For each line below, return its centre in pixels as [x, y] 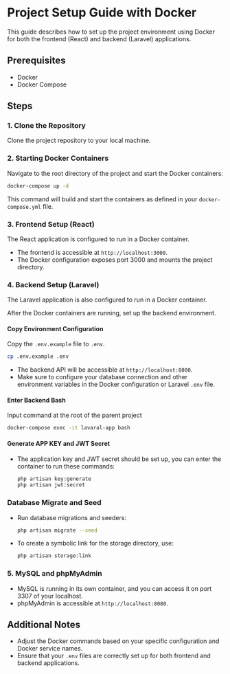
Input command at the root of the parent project [74, 415]
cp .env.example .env [38, 357]
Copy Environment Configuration [55, 328]
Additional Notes [44, 625]
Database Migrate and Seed [54, 503]
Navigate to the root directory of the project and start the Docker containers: [115, 173]
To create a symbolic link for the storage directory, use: [95, 543]
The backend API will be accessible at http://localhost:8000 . [105, 370]
